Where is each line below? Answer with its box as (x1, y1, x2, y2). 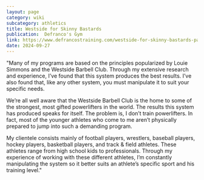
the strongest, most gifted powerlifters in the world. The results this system (6, 103, 194, 110)
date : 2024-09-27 (6, 43, 50, 49)
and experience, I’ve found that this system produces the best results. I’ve (6, 72, 192, 79)
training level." (6, 166, 42, 173)
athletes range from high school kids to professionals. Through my (6, 147, 173, 155)
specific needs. (6, 85, 45, 92)
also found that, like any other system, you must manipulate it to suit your (6, 78, 189, 85)
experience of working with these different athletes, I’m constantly (6, 153, 172, 161)
